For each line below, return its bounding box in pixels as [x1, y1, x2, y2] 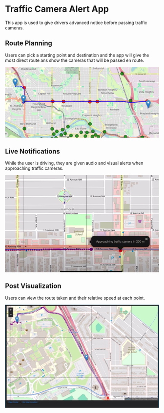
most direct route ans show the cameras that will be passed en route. [5, 57, 144, 63]
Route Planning [5, 39, 53, 48]
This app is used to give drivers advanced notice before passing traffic [5, 20, 147, 26]
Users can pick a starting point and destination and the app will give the [5, 52, 149, 58]
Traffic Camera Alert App [5, 3, 109, 15]
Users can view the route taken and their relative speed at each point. [5, 295, 145, 301]
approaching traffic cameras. [5, 165, 63, 171]
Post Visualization [5, 282, 62, 290]
